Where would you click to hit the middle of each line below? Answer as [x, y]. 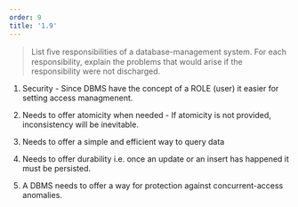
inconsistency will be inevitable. [81, 124]
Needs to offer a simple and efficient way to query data [123, 141]
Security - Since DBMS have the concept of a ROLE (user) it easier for [150, 88]
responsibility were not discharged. [96, 71]
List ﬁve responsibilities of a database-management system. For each [159, 52]
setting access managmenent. [77, 98]
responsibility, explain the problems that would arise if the [137, 61]
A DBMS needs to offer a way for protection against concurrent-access [153, 185]
